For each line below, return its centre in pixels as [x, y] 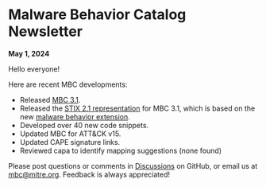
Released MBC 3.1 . [50, 99]
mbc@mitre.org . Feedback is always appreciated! [89, 174]
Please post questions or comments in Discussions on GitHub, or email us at [133, 166]
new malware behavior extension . [75, 116]
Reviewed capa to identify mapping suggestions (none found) [121, 150]
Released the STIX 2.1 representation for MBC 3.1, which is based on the [137, 108]
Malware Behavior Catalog [97, 15]
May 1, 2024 [29, 53]
